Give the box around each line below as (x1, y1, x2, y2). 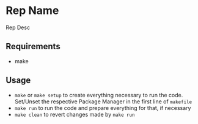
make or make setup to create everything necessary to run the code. (14, 91, 183, 98)
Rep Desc (5, 24, 31, 31)
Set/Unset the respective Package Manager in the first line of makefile (14, 98, 193, 105)
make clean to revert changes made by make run (14, 111, 135, 118)
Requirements (5, 41, 61, 52)
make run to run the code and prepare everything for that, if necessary (14, 104, 191, 111)
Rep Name (5, 4, 59, 18)
